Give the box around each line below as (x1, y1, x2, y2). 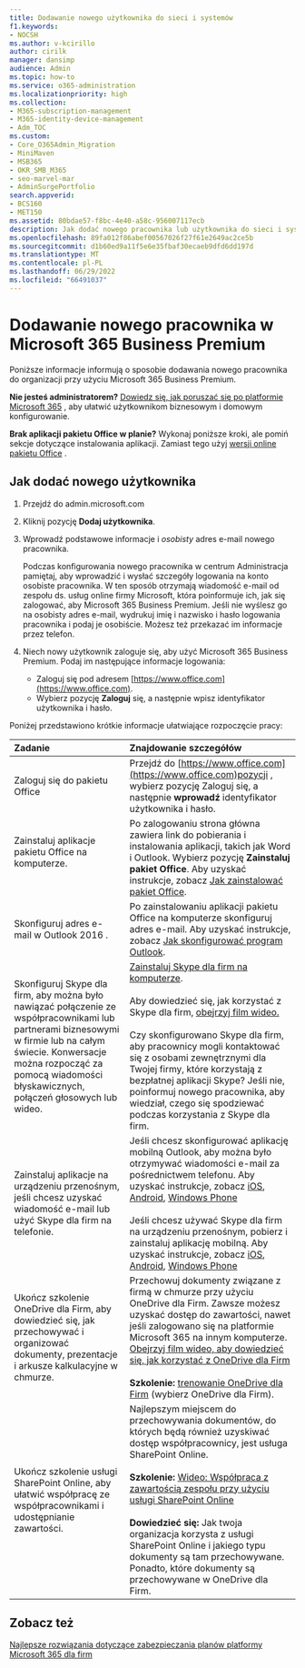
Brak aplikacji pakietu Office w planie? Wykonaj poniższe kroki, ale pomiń (9, 428, 289, 439)
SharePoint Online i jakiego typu (129, 1539, 266, 1552)
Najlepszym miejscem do (129, 1402, 237, 1415)
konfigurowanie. (9, 410, 70, 421)
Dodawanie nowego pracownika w (9, 315, 274, 335)
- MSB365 (9, 156, 43, 166)
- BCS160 (9, 199, 43, 209)
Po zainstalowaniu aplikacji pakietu (129, 899, 279, 912)
